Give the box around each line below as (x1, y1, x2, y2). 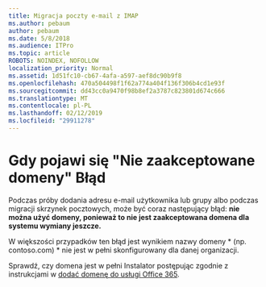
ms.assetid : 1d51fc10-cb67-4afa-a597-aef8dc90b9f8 (8, 72, 182, 80)
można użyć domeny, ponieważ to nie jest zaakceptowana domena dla (8, 212, 250, 222)
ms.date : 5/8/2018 (8, 34, 70, 43)
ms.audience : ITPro (8, 42, 74, 50)
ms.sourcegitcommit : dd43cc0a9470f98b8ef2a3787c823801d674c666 (8, 86, 226, 95)
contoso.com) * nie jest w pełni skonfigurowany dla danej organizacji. (8, 245, 239, 255)
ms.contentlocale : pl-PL (8, 102, 92, 110)
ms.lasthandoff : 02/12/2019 (8, 110, 103, 118)
